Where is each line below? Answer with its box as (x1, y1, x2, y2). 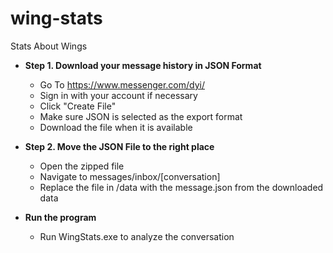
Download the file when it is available (39, 121, 193, 133)
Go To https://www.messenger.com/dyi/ (39, 78, 206, 91)
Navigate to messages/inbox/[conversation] (39, 170, 221, 182)
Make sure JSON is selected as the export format (39, 110, 243, 122)
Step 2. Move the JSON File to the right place (24, 140, 215, 152)
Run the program (24, 211, 97, 223)
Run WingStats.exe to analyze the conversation (39, 230, 235, 242)
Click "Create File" (39, 100, 117, 112)
